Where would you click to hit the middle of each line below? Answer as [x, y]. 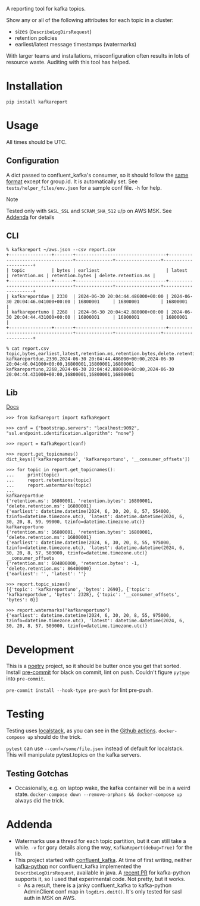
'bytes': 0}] [22, 600]
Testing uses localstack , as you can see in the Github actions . [82, 731]
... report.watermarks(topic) [49, 485]
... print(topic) [33, 475]
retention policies [36, 38]
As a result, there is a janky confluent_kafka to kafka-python [98, 885]
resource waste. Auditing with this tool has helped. [68, 62]
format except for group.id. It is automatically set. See [72, 181]
